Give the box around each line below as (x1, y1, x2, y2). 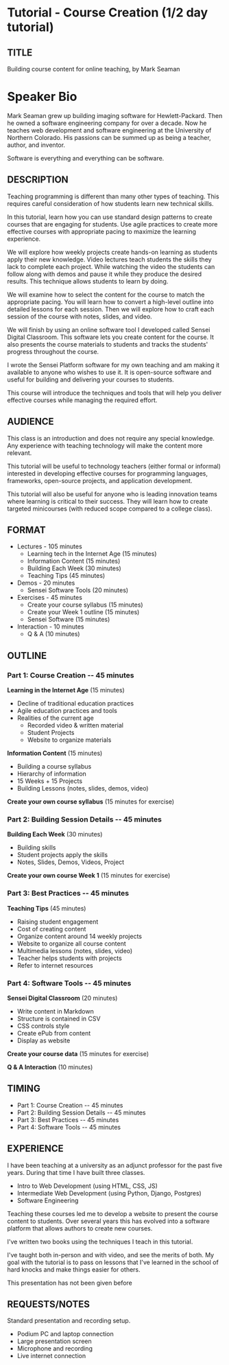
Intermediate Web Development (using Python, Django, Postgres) (16, 1189, 202, 1197)
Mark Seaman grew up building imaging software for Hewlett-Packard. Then (7, 111, 223, 119)
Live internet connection (16, 1352, 86, 1360)
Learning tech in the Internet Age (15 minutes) (27, 550, 157, 558)
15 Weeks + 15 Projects (16, 777, 83, 785)
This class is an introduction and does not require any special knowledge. (7, 434, 215, 442)
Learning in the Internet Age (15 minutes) (7, 686, 125, 695)
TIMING (7, 1083, 41, 1095)
